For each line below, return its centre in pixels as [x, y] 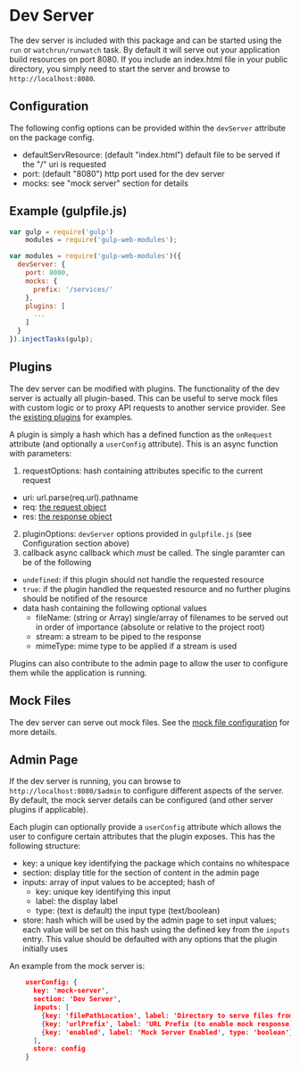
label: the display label [77, 901]
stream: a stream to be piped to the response [118, 636]
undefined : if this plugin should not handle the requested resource [143, 579]
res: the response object [67, 516]
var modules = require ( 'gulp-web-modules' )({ [95, 256]
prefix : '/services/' [73, 289]
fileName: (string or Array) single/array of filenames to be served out [162, 617]
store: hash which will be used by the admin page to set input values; [149, 920]
